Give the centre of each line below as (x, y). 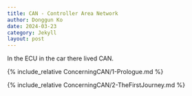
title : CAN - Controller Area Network (63, 13)
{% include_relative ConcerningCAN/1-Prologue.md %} (85, 72)
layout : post (26, 39)
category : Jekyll (32, 33)
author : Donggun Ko (35, 20)
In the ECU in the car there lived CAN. (61, 58)
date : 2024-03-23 (32, 26)
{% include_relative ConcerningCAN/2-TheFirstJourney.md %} (96, 85)
